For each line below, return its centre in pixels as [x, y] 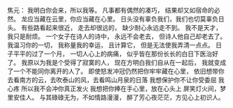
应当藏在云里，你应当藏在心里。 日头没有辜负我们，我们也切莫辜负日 [126, 19]
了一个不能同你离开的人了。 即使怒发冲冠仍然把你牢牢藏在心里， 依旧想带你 [116, 71]
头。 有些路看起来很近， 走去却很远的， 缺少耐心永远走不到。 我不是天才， [114, 28]
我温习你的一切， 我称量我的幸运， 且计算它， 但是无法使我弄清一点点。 [111, 45]
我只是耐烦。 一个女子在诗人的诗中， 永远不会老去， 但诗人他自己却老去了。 [117, 36]
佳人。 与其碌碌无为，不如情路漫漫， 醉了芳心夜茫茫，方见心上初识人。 [122, 97]
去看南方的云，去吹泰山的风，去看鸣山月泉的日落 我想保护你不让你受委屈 [112, 80]
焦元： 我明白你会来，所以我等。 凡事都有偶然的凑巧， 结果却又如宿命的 [111, 10]
